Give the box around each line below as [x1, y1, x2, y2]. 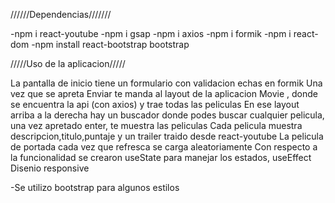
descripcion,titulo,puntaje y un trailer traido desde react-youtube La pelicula [10, 130, 324, 142]
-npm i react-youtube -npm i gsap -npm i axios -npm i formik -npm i [10, 28, 292, 39]
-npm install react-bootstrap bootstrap [31, 39, 190, 50]
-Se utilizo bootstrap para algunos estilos [10, 182, 180, 193]
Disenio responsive [10, 162, 90, 174]
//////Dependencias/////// [10, 9, 112, 20]
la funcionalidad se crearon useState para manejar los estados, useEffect [10, 152, 312, 163]
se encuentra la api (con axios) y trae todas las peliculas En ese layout [10, 99, 300, 110]
